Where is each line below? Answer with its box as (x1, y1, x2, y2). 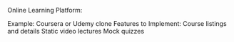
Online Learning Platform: (7, 6, 83, 14)
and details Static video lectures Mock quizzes (7, 27, 145, 35)
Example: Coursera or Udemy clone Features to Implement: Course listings (7, 20, 227, 27)
